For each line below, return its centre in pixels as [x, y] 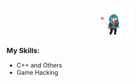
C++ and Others [39, 65]
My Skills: [23, 50]
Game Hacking [37, 73]
